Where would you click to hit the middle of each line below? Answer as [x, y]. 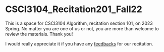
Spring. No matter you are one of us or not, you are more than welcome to [82, 28]
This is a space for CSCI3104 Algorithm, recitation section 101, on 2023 [79, 23]
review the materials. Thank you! [39, 34]
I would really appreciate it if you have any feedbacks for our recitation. [79, 43]
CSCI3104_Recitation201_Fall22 [74, 9]
